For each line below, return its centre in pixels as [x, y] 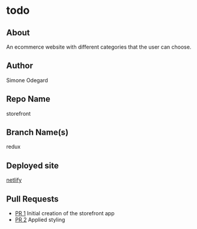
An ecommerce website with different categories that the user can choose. [99, 47]
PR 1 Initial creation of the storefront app [65, 213]
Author [20, 66]
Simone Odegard [27, 80]
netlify [14, 180]
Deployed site [32, 165]
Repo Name [29, 99]
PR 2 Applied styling [40, 220]
